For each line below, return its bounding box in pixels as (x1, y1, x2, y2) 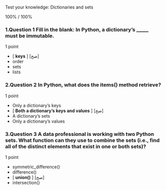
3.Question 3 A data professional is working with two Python (5, 130, 155, 137)
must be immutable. (5, 32, 55, 39)
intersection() (12, 180, 40, 186)
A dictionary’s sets (12, 113, 51, 119)
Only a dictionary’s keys (12, 102, 61, 108)
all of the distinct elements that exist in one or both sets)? (5, 143, 146, 150)
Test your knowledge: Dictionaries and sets (5, 4, 94, 10)
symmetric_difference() (12, 164, 60, 170)
